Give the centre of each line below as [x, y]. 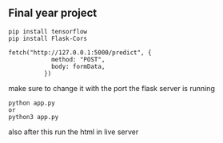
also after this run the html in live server [74, 132]
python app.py [32, 103]
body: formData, [78, 66]
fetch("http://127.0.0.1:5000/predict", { [80, 52]
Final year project [53, 13]
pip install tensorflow [48, 31]
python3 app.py [34, 117]
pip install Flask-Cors [48, 38]
